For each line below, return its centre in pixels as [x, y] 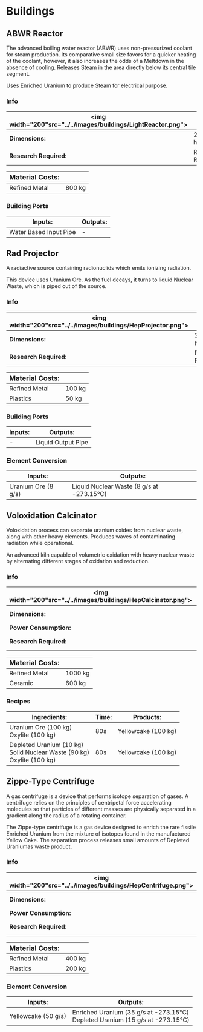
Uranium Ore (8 [31, 486]
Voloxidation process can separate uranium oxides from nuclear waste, [95, 530]
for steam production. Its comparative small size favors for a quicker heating [101, 55]
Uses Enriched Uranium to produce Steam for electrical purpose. [87, 85]
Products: [147, 717]
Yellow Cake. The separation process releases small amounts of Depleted [98, 840]
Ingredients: [50, 717]
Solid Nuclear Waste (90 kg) [49, 752]
